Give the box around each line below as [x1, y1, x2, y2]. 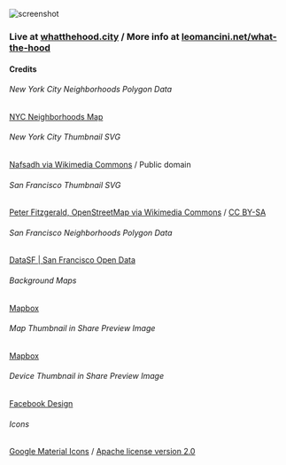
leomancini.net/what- [181, 30, 277, 43]
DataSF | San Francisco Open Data [9, 255, 135, 265]
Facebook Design [9, 398, 73, 408]
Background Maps [9, 275, 77, 286]
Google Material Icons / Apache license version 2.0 [9, 446, 196, 457]
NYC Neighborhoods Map [9, 111, 104, 122]
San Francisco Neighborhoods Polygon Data [9, 227, 173, 238]
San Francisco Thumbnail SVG [9, 179, 121, 190]
